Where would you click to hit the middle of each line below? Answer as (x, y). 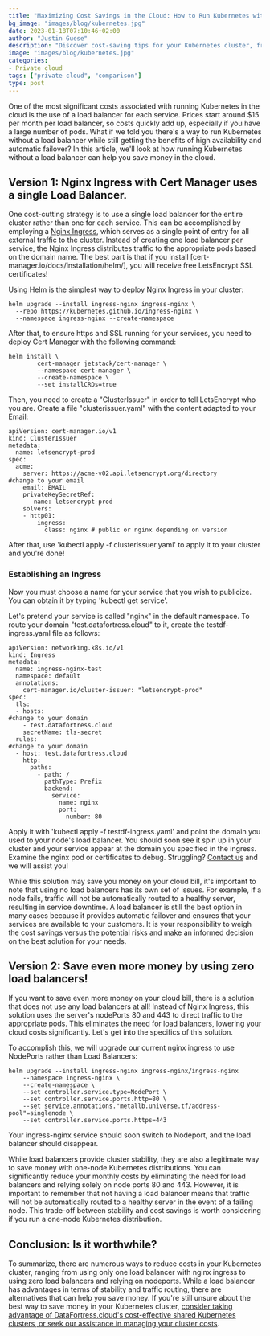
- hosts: (30, 711)
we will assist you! (39, 866)
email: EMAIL (45, 488)
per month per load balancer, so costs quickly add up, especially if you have (135, 123)
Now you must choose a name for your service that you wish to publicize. (130, 592)
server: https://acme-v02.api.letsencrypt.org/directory (120, 474)
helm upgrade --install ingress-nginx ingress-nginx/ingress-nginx (124, 1071)
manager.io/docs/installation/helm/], (68, 265)
